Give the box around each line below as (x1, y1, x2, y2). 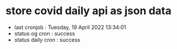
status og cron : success (14, 30, 75, 37)
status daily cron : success (14, 36, 81, 43)
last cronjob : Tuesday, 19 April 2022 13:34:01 (14, 24, 126, 31)
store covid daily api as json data (5, 4, 172, 18)
